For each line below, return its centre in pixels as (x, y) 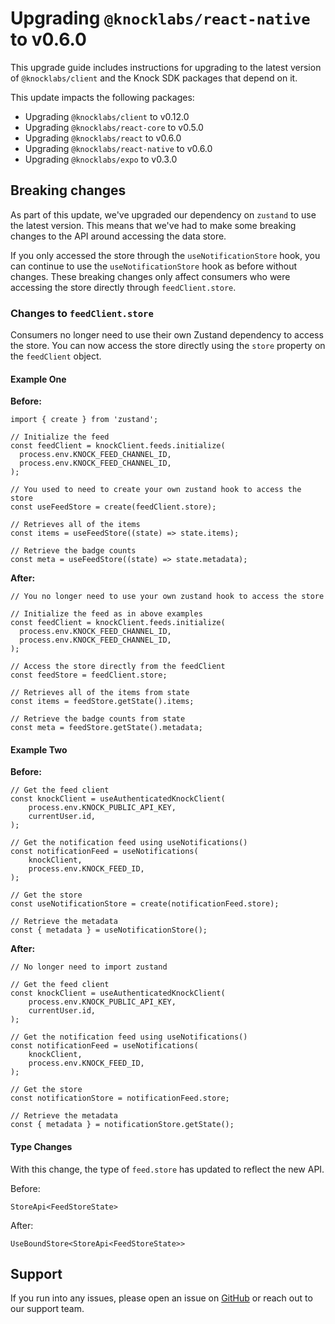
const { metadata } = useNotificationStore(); (109, 930)
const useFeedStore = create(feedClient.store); (113, 507)
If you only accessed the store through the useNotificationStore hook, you (165, 255)
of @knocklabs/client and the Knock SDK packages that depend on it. (154, 78)
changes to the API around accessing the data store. (118, 236)
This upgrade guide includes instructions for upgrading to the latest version (166, 67)
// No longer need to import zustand (89, 967)
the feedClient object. (56, 356)
